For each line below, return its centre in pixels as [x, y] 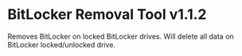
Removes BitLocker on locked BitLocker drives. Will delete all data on [121, 36]
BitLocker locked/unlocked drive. [62, 44]
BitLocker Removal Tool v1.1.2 [107, 15]
